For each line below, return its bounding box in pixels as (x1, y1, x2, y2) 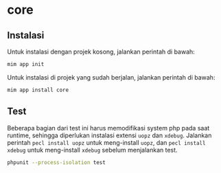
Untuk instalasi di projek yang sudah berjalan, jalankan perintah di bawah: (7, 73, 216, 81)
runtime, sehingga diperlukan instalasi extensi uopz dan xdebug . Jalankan (7, 131, 212, 139)
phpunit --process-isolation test (7, 159, 106, 166)
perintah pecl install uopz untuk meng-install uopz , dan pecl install (7, 138, 206, 146)
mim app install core (7, 86, 69, 93)
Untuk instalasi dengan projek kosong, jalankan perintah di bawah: (7, 47, 196, 56)
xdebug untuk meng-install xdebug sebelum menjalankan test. (7, 146, 178, 154)
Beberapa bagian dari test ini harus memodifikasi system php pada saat (7, 124, 210, 132)
